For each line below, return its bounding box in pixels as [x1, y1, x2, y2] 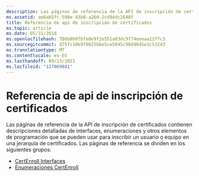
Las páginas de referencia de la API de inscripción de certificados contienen [6, 121, 192, 128]
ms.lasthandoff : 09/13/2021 [6, 58, 76, 64]
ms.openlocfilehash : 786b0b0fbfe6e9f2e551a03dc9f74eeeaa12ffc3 [6, 36, 166, 42]
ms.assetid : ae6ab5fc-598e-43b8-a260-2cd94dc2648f [6, 14, 134, 20]
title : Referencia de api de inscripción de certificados [6, 19, 152, 25]
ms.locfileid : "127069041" [6, 63, 73, 70]
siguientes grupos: [6, 146, 52, 154]
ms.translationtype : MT [6, 47, 65, 53]
